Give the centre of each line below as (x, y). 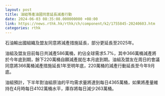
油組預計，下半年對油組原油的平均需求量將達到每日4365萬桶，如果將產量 (80, 83)
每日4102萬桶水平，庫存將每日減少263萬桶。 (71, 89)
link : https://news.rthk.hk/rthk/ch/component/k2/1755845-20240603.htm (80, 24)
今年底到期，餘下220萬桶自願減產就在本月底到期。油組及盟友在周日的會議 (84, 59)
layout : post (18, 10)
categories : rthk (23, 28)
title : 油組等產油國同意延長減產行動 (39, 14)
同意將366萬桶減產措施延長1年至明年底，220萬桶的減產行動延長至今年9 (78, 66)
